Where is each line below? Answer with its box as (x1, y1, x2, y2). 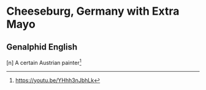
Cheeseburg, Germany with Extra (6, 4, 180, 18)
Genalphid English (6, 42, 78, 52)
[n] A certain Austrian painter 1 (6, 58, 82, 66)
